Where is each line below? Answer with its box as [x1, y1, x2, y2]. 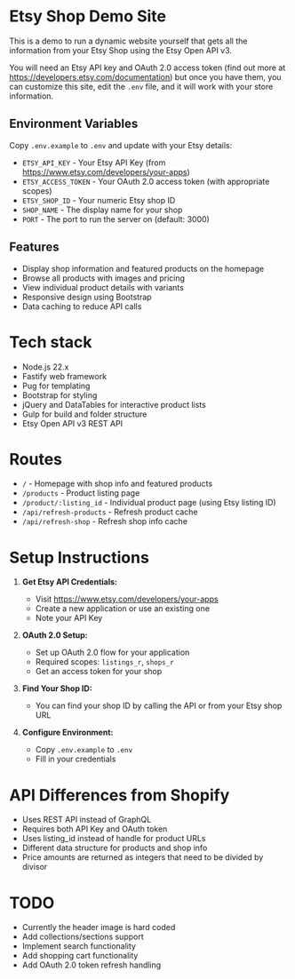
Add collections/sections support [21, 931, 144, 943]
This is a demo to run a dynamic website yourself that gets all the [9, 36, 248, 46]
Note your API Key [35, 613, 103, 624]
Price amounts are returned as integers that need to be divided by [21, 852, 264, 863]
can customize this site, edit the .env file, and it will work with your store [9, 81, 274, 92]
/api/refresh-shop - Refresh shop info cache [21, 516, 188, 527]
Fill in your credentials [35, 753, 116, 765]
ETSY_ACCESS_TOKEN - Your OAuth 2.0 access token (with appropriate [21, 176, 270, 187]
